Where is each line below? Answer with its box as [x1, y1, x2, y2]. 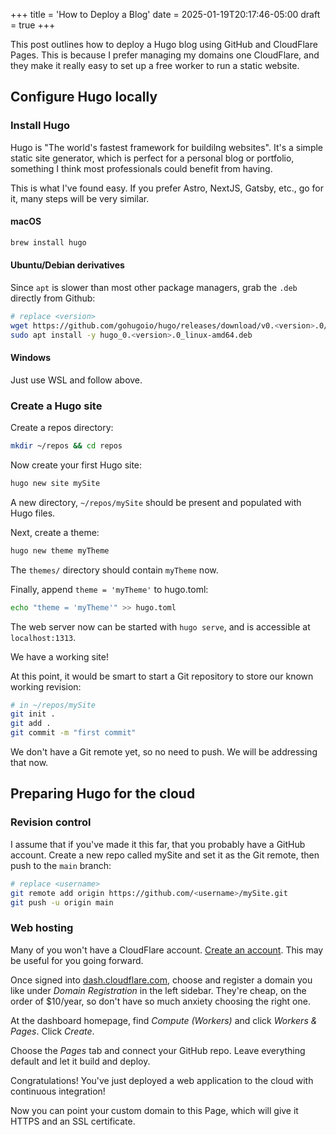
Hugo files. [10, 507, 56, 519]
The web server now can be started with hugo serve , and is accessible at [10, 620, 311, 633]
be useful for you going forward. [10, 954, 144, 966]
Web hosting [10, 921, 74, 935]
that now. [10, 757, 49, 769]
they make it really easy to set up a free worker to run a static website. [10, 60, 300, 71]
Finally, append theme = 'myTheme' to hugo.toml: [10, 583, 209, 595]
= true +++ [10, 19, 56, 31]
